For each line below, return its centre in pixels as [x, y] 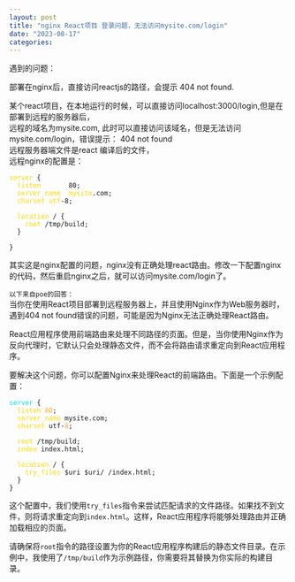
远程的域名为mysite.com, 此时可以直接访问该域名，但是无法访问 [125, 128]
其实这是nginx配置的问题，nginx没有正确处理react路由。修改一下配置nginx [145, 265]
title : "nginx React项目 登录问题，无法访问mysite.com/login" [118, 26]
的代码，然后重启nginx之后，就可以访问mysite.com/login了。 [120, 276]
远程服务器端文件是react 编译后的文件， [82, 150]
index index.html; [51, 449]
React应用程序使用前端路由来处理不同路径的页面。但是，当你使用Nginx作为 [146, 334]
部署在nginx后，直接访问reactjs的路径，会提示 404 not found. [122, 87]
